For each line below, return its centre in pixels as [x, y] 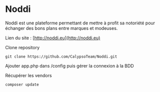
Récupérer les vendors [28, 75]
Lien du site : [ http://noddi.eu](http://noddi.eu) [53, 38]
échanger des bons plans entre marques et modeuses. [61, 28]
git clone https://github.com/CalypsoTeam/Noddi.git [61, 56]
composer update [22, 85]
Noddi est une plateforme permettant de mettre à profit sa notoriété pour [80, 23]
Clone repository [22, 47]
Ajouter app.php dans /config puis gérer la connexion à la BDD [69, 66]
